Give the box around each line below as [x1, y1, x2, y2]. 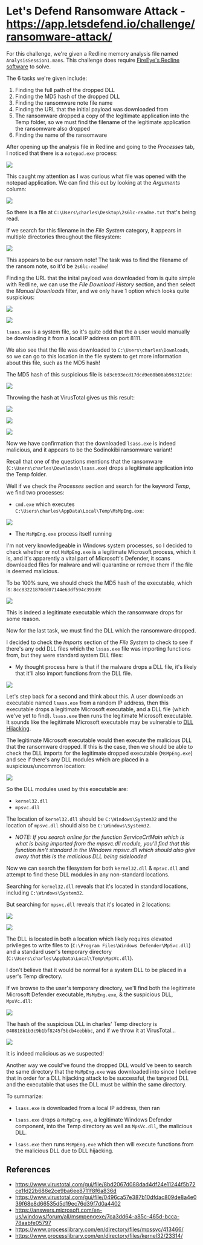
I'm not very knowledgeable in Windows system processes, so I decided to [6, 542, 193, 549]
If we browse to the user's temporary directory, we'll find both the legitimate [6, 984, 196, 991]
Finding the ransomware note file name [14, 99, 113, 107]
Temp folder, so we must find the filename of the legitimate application [14, 118, 191, 125]
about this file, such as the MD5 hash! [6, 359, 101, 366]
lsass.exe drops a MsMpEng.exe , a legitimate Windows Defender [14, 1115, 172, 1123]
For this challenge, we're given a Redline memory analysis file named [6, 50, 178, 57]
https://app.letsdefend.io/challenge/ [6, 17, 195, 31]
